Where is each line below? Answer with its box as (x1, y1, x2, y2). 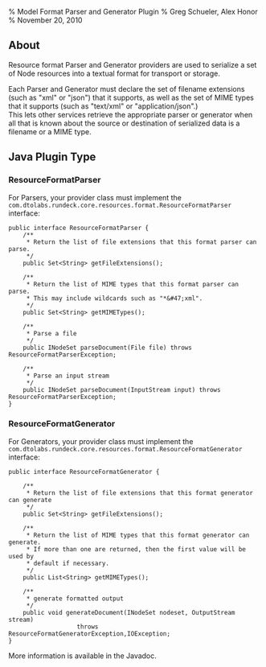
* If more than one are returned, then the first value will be (26, 545, 247, 554)
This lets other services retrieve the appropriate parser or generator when (8, 109, 253, 119)
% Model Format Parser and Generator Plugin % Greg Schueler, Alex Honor (8, 7, 259, 16)
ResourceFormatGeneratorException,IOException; (8, 629, 171, 638)
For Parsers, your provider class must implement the (8, 192, 182, 202)
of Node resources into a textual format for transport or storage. (8, 68, 221, 78)
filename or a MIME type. (8, 126, 92, 136)
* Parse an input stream (26, 372, 110, 380)
